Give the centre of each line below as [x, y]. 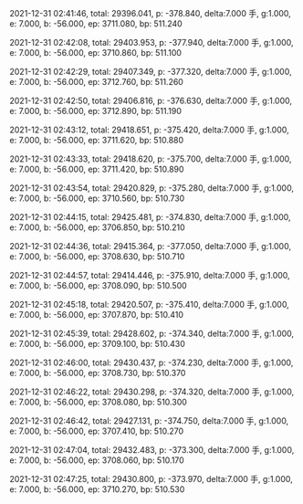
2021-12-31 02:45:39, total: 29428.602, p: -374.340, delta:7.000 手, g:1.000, [152, 333]
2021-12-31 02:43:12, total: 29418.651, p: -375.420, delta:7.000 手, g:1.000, [149, 130]
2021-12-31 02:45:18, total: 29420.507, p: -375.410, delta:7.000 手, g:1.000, [149, 304]
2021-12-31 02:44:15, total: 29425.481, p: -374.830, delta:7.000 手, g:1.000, [150, 217]
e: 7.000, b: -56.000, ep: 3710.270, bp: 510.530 [97, 489]
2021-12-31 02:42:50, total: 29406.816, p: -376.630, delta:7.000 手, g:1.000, [151, 100]
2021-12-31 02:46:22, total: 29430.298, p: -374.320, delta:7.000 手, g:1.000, [152, 392]
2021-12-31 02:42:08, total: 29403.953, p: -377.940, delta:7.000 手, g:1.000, [151, 42]
